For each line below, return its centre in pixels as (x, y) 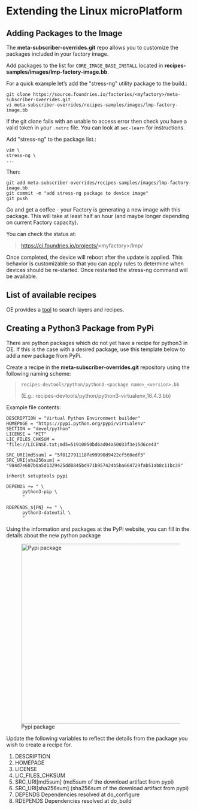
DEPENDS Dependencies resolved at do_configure (77, 794)
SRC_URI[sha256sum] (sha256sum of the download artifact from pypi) (102, 788)
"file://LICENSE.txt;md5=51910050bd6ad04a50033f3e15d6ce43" (83, 445)
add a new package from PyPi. (44, 355)
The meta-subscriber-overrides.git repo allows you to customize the (92, 47)
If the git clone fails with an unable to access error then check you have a (97, 121)
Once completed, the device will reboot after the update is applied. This (94, 257)
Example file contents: (34, 407)
